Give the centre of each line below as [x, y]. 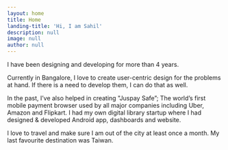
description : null [33, 32]
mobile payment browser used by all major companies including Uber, [105, 105]
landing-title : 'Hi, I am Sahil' [55, 26]
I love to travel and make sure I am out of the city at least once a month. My [113, 133]
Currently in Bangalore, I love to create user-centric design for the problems [114, 78]
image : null [24, 39]
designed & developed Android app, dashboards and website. [94, 120]
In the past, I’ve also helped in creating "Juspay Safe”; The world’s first [106, 98]
